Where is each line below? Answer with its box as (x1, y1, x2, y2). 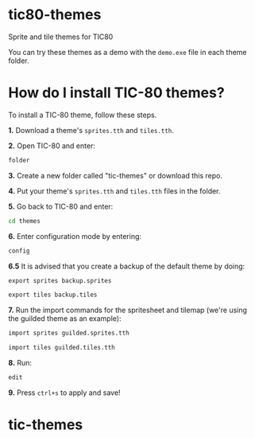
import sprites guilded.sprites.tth (8, 329, 129, 338)
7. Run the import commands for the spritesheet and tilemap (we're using (8, 305, 248, 315)
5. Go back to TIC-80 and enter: (8, 201, 114, 211)
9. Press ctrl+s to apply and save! (8, 388, 121, 397)
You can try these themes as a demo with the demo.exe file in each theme (8, 47, 248, 57)
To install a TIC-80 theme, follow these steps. (8, 110, 157, 119)
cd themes (8, 217, 41, 225)
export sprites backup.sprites (8, 276, 112, 284)
